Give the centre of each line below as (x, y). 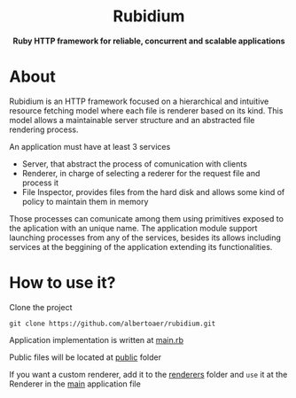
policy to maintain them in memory (85, 201)
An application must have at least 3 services (90, 146)
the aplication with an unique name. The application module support (133, 228)
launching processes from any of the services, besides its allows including (145, 238)
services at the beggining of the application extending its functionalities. (141, 246)
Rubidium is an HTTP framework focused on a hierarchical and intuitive (139, 101)
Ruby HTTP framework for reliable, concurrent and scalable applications (149, 41)
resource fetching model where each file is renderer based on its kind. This (146, 110)
